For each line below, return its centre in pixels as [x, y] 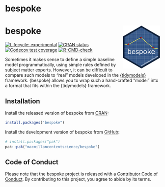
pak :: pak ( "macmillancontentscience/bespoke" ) [52, 147]
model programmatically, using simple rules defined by [61, 65]
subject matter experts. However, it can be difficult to [59, 70]
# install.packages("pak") [33, 141]
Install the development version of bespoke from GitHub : [62, 132]
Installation [23, 101]
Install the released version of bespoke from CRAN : [57, 113]
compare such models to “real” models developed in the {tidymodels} [76, 75]
